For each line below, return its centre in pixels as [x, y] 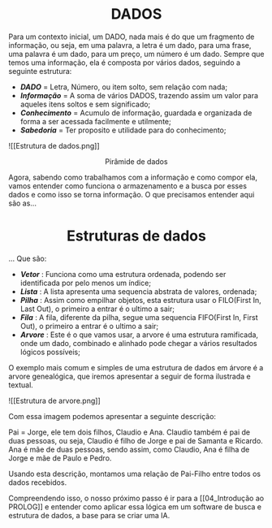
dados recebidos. [38, 482]
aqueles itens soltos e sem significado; [85, 104]
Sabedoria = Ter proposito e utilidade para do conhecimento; [123, 130]
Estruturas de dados [136, 236]
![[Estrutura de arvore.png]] [54, 400]
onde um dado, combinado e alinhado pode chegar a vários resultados [138, 343]
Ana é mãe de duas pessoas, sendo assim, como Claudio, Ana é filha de [129, 449]
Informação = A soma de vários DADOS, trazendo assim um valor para [139, 95]
